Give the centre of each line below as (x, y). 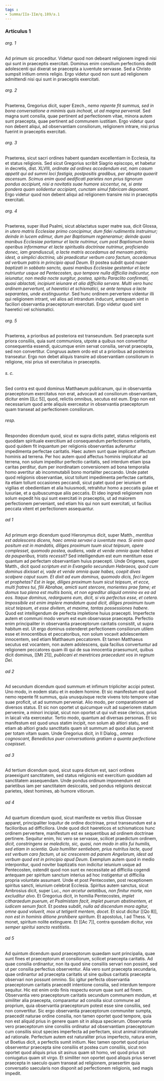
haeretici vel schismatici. (30, 309)
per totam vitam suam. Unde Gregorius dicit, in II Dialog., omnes (69, 733)
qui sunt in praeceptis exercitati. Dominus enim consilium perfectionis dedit (81, 63)
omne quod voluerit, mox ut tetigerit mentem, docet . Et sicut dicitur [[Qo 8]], (82, 911)
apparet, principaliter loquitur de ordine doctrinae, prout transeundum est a (81, 823)
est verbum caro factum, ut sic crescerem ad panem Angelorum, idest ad (79, 854)
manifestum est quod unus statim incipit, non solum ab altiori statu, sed (77, 723)
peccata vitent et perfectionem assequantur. (50, 509)
